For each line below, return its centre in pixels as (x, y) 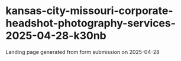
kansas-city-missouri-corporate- (89, 11)
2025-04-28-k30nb (56, 36)
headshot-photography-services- (90, 23)
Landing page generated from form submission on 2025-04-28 (83, 52)
